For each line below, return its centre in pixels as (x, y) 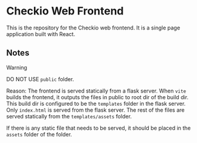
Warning (17, 67)
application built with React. (41, 34)
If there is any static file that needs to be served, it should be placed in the (98, 128)
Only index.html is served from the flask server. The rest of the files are (95, 110)
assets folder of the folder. (39, 134)
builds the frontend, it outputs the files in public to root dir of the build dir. (98, 97)
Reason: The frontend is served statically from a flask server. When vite (96, 91)
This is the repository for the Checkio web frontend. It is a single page (93, 28)
